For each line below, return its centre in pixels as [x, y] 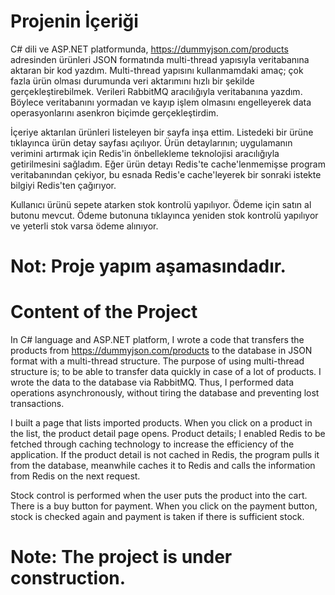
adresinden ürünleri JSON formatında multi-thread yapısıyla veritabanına [160, 59]
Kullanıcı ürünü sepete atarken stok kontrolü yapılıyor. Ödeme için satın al [161, 204]
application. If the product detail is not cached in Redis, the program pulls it [165, 455]
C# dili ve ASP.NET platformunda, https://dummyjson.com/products [149, 49]
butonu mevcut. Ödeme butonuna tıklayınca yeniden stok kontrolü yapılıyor [164, 215]
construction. [68, 578]
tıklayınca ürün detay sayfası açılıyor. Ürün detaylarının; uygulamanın [151, 142]
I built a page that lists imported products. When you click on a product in [161, 423]
